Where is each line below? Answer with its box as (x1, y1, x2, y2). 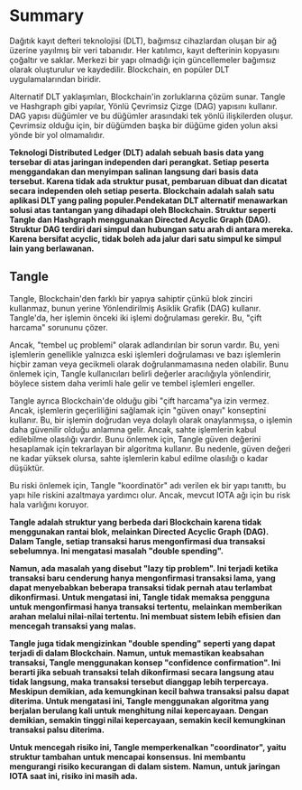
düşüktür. (9, 462, 45, 473)
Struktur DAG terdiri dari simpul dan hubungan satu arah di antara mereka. (9, 223, 293, 235)
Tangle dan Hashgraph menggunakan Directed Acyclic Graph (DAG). (9, 214, 270, 225)
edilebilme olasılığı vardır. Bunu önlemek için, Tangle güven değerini (9, 433, 261, 444)
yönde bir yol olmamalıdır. (9, 129, 105, 140)
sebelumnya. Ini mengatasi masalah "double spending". (9, 545, 224, 556)
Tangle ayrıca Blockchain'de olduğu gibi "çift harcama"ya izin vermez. (9, 395, 270, 406)
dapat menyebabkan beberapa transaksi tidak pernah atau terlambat (9, 581, 273, 592)
